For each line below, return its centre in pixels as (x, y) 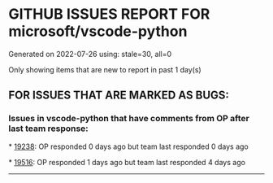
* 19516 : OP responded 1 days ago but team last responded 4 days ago (127, 162)
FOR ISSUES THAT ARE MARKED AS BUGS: (119, 96)
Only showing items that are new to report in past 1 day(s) (105, 69)
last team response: (49, 129)
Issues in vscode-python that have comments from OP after (129, 119)
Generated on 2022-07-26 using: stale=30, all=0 (90, 54)
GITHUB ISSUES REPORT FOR (109, 14)
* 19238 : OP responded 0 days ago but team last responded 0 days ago (129, 146)
